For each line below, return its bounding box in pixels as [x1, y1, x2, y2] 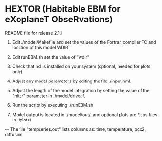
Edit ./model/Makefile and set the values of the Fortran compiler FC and [12, 39, 156, 45]
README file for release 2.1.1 [5, 30, 62, 36]
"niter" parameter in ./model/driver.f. [12, 93, 85, 99]
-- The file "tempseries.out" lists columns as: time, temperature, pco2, [5, 126, 146, 132]
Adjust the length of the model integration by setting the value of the [12, 87, 150, 93]
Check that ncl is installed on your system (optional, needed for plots [12, 63, 151, 69]
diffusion [5, 131, 23, 137]
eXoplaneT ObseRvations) [5, 14, 113, 25]
